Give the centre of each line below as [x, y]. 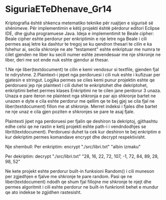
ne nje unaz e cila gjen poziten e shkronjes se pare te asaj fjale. [70, 111]
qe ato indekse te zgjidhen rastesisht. [43, 192]
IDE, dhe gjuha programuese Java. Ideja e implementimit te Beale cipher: [80, 33]
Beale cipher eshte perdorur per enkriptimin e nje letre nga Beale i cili [76, 39]
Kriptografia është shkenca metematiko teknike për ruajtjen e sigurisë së [79, 23]
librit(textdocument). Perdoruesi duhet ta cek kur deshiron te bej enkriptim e [83, 132]
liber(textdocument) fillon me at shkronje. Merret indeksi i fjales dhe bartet [81, 106]
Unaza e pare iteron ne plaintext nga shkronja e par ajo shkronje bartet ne [81, 96]
